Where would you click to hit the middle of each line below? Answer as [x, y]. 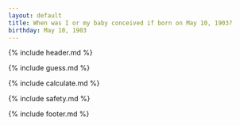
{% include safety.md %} [49, 99]
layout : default [35, 15]
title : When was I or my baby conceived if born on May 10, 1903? [120, 23]
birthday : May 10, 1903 [48, 30]
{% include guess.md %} [49, 68]
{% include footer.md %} [49, 114]
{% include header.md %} [50, 53]
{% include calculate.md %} [54, 83]
